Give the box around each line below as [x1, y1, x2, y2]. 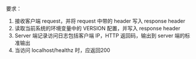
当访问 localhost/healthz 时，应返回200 [14, 47, 110, 54]
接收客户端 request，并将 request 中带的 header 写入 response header [14, 18, 185, 25]
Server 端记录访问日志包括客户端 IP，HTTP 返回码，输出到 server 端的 [14, 32, 185, 39]
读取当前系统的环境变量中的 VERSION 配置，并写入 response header [14, 25, 181, 32]
